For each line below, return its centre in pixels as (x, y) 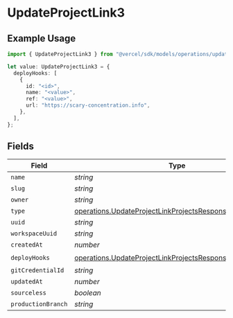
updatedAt (27, 282)
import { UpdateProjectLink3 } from (60, 54)
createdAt (27, 245)
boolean (88, 293)
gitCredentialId (37, 271)
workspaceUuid (34, 234)
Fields (21, 147)
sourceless (28, 293)
